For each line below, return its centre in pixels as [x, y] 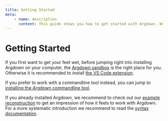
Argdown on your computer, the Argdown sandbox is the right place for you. [84, 67]
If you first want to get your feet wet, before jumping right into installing [78, 62]
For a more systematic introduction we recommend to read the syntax [77, 108]
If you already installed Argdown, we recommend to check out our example [82, 97]
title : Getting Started [30, 10]
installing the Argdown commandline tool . [48, 88]
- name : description [35, 19]
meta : [11, 14]
